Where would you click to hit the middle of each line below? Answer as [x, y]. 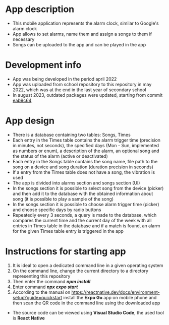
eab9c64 [22, 100]
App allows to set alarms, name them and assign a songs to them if [82, 34]
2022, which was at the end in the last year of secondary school [79, 90]
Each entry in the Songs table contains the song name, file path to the [85, 161]
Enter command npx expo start [45, 287]
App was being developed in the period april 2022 [65, 79]
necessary [23, 39]
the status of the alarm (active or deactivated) [60, 156]
